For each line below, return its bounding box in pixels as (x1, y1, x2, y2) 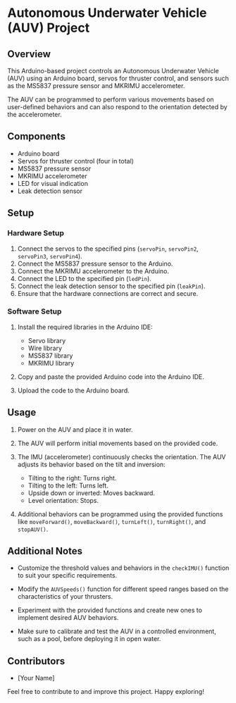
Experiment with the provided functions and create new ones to (17, 606, 203, 614)
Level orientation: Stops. (27, 496, 99, 504)
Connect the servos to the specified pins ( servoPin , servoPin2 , (17, 244, 199, 253)
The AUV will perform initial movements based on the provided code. (17, 439, 218, 447)
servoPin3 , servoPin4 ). (17, 251, 82, 260)
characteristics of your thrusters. (17, 592, 113, 601)
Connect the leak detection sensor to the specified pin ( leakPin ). (17, 282, 206, 290)
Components (7, 130, 66, 142)
